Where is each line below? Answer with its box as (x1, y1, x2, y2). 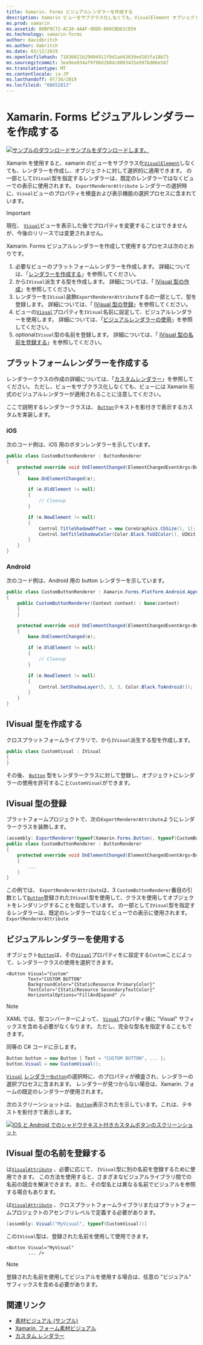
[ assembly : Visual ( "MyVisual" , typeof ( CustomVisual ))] (6, 1221, 147, 1227)
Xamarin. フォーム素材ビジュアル (14, 1325, 97, 1332)
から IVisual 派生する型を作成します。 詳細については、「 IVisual (14, 278, 172, 285)
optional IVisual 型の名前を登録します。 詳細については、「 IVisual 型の (14, 331, 188, 338)
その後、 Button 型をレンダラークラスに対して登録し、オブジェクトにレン (6, 771, 190, 779)
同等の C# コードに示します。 (6, 1043, 80, 1050)
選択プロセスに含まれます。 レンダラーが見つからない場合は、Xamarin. (6, 1080, 183, 1087)
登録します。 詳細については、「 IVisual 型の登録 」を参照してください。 (14, 301, 192, 308)
